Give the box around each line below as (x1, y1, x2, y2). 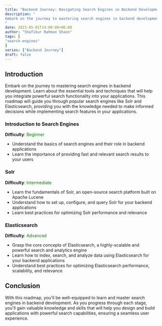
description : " (5, 12, 36, 16)
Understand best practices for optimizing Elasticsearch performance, (12, 263, 150, 269)
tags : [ (5, 34, 21, 39)
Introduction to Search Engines (5, 121, 80, 127)
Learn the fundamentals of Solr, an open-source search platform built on (12, 189, 157, 195)
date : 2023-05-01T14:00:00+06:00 (5, 25, 72, 30)
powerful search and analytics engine (12, 248, 87, 253)
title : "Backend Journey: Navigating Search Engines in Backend (5, 7, 137, 12)
